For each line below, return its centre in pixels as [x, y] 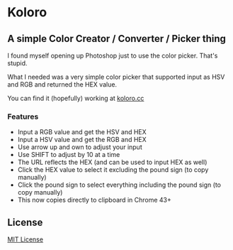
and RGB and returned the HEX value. [62, 85]
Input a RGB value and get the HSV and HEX [82, 132]
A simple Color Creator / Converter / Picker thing [117, 39]
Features [23, 116]
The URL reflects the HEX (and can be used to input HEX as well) [112, 162]
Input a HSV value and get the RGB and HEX [82, 140]
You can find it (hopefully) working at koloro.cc [76, 98]
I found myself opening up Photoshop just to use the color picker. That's [113, 55]
